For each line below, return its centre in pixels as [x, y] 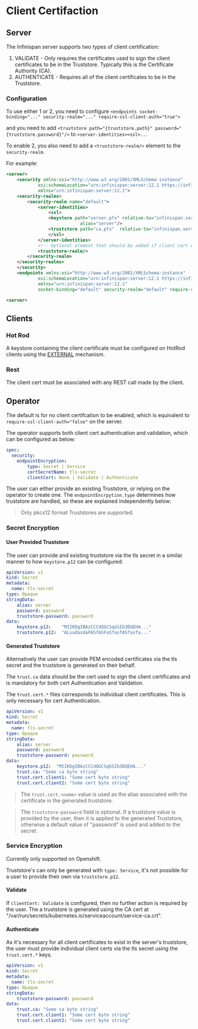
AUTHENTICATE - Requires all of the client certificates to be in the [95, 77]
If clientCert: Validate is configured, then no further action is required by [97, 903]
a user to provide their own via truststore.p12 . [63, 876]
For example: [22, 163]
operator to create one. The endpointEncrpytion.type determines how [91, 495]
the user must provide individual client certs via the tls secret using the [92, 949]
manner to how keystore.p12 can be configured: [65, 561]
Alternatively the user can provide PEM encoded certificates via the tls [92, 659]
